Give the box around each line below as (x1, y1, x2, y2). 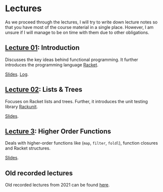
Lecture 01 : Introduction (5, 43, 80, 52)
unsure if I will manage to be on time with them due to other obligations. (5, 29, 149, 35)
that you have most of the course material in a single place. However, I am (5, 24, 154, 30)
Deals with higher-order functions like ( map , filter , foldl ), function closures (5, 140, 158, 146)
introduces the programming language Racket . (5, 62, 99, 67)
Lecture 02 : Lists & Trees (5, 85, 82, 94)
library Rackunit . (5, 104, 38, 109)
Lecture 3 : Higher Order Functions (5, 127, 111, 135)
